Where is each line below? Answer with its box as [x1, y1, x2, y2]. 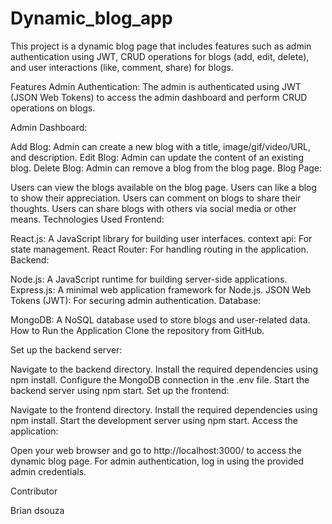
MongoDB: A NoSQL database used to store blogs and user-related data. [10, 313, 311, 326]
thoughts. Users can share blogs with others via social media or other [10, 202, 297, 214]
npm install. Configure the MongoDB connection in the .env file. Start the [10, 373, 310, 386]
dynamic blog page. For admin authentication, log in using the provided [10, 455, 305, 467]
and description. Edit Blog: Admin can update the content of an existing [10, 151, 304, 163]
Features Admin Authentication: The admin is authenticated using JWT [10, 80, 302, 92]
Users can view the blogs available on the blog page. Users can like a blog [10, 181, 318, 193]
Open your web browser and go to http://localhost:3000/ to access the [10, 444, 302, 456]
